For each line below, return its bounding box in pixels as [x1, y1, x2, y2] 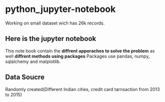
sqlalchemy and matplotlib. [5, 58, 61, 64]
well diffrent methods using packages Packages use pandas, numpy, [5, 53, 150, 59]
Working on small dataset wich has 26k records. [5, 20, 105, 26]
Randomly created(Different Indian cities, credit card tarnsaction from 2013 [5, 86, 160, 92]
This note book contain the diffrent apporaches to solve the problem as [5, 47, 155, 53]
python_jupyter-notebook [5, 3, 116, 15]
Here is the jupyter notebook [5, 34, 96, 43]
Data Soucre [5, 73, 45, 81]
